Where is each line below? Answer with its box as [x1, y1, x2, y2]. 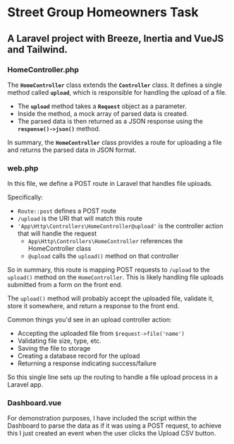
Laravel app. [7, 380, 44, 389]
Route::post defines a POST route [17, 206, 117, 216]
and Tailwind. [7, 43, 68, 55]
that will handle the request [17, 229, 97, 238]
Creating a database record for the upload [17, 351, 140, 361]
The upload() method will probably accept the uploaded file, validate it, [7, 294, 214, 303]
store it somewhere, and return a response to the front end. [7, 302, 180, 310]
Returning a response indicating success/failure [17, 359, 156, 368]
